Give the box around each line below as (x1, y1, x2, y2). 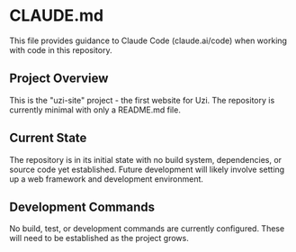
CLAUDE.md (9, 5, 104, 26)
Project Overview (9, 71, 109, 86)
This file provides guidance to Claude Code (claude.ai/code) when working (9, 35, 288, 46)
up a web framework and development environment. (9, 173, 204, 184)
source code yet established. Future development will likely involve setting (9, 164, 285, 175)
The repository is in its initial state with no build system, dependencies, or (9, 154, 282, 165)
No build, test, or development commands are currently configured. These (9, 223, 285, 234)
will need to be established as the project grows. (9, 233, 189, 244)
